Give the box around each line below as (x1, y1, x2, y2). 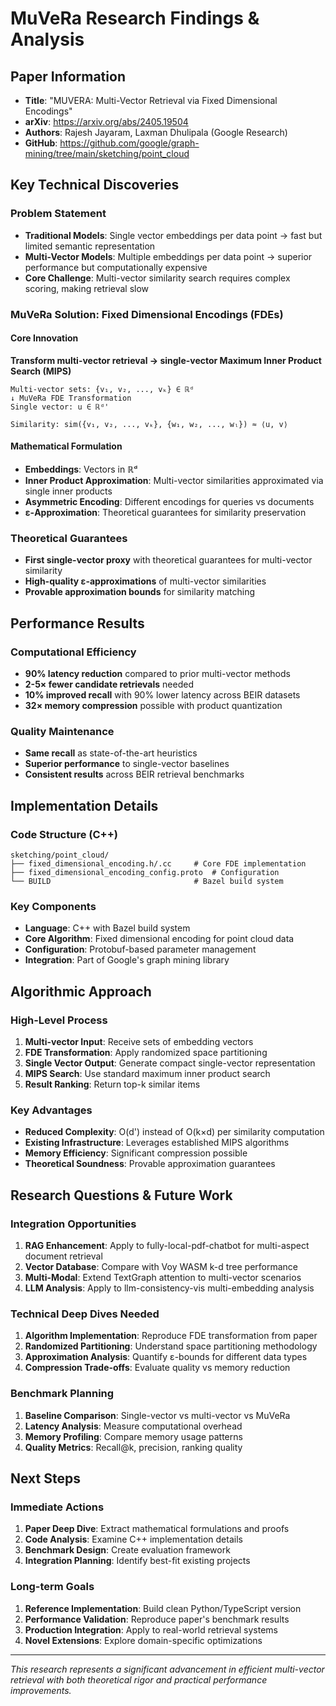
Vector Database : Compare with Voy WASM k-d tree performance (24, 1260, 299, 1272)
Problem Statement (10, 207, 107, 221)
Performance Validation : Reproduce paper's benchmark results (24, 1613, 290, 1625)
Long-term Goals (10, 1580, 95, 1594)
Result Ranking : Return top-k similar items (24, 1078, 201, 1090)
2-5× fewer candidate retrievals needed (24, 678, 194, 690)
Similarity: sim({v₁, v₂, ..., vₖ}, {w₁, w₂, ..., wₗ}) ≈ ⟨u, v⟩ (10, 419, 288, 429)
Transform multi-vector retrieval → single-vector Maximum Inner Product (10, 354, 322, 366)
